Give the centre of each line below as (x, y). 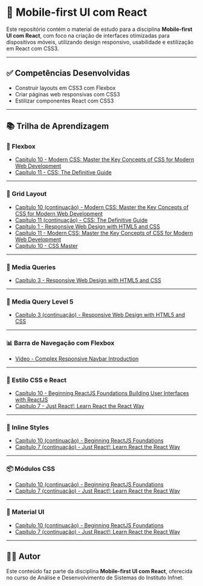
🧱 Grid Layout (27, 194)
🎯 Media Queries (31, 267)
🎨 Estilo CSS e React (37, 380)
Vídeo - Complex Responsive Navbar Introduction (77, 358)
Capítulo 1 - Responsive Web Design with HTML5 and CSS (87, 226)
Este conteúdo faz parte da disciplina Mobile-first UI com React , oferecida (99, 571)
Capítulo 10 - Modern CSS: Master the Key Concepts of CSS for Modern (105, 159)
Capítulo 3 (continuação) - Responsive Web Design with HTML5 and (100, 315)
